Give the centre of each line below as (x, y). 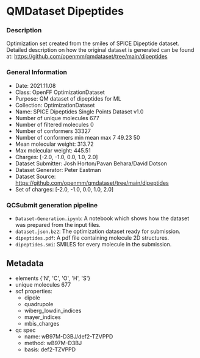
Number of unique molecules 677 (57, 118)
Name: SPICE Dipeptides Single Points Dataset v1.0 (79, 112)
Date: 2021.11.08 (35, 85)
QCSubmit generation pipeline (52, 205)
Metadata (25, 263)
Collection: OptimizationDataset (55, 105)
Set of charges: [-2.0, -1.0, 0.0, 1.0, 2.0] (64, 189)
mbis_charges (42, 323)
